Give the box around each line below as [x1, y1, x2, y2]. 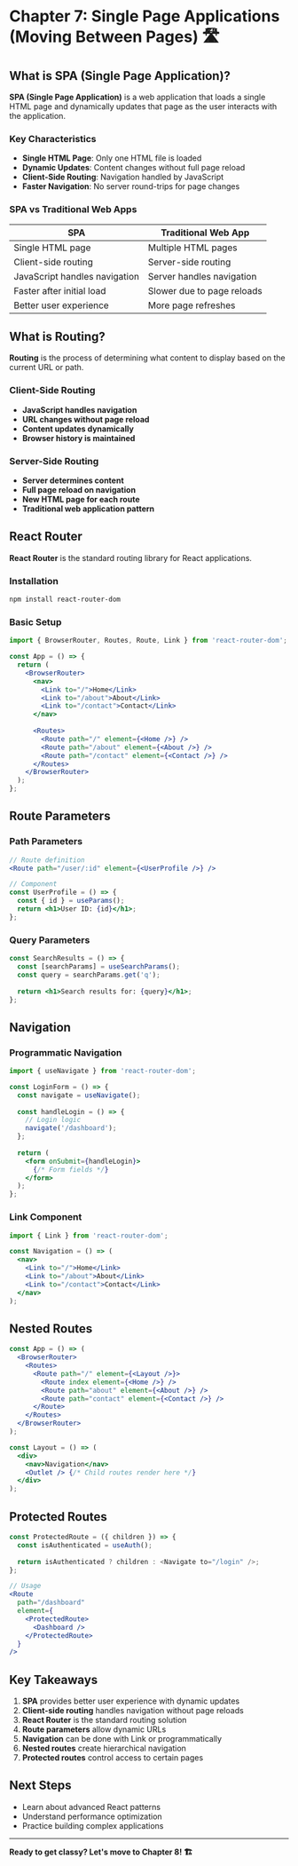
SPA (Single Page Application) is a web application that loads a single [9, 91, 266, 102]
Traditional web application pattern [21, 503, 155, 514]
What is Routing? [9, 328, 106, 344]
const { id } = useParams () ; [17, 897, 125, 905]
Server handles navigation [147, 270, 257, 282]
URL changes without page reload [21, 414, 150, 424]
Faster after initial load [13, 284, 106, 297]
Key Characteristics [9, 132, 97, 145]
